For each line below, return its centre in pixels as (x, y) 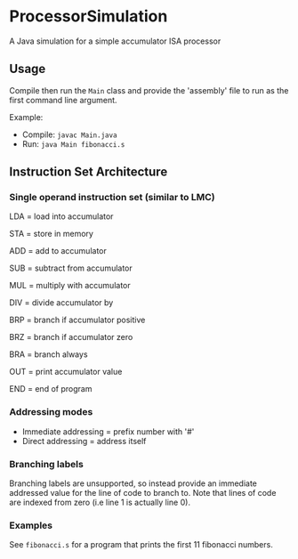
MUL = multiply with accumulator (70, 286)
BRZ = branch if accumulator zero (71, 337)
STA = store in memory (51, 234)
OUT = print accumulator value (66, 372)
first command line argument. (63, 100)
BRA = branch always (48, 354)
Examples (31, 525)
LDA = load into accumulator (61, 216)
